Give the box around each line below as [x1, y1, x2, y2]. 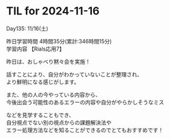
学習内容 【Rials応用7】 [6, 45, 65, 52]
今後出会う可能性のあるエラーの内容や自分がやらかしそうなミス [6, 98, 164, 106]
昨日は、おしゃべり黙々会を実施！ [6, 58, 91, 65]
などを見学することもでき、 [6, 111, 74, 119]
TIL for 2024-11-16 [6, 4, 100, 18]
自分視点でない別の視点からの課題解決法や [6, 119, 112, 126]
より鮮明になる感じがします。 [6, 78, 80, 85]
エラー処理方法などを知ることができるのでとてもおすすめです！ [6, 126, 164, 134]
